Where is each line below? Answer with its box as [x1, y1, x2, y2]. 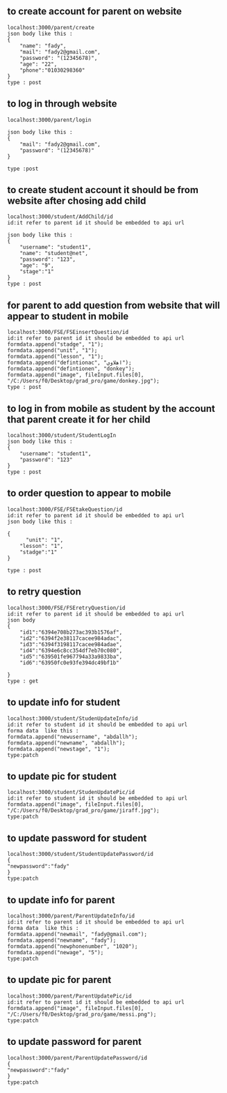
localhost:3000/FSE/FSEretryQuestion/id [7, 604, 126, 611]
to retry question [7, 586, 81, 598]
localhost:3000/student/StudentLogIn [7, 432, 117, 439]
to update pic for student [7, 770, 117, 782]
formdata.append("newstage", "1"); [7, 745, 110, 752]
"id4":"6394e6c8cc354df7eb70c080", [19, 647, 123, 654]
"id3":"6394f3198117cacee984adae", [19, 641, 123, 648]
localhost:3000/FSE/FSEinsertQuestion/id [7, 329, 129, 336]
